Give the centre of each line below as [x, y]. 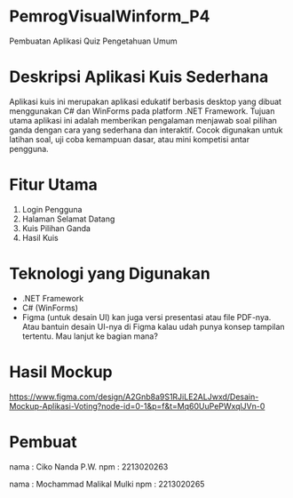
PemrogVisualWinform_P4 [110, 16]
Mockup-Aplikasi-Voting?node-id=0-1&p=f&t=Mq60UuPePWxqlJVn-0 [137, 406]
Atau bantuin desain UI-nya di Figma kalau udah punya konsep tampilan [154, 326]
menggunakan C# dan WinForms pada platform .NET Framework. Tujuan [142, 111]
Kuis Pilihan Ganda [56, 228]
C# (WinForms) [50, 308]
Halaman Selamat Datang [68, 219]
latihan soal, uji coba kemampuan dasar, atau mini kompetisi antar [130, 139]
